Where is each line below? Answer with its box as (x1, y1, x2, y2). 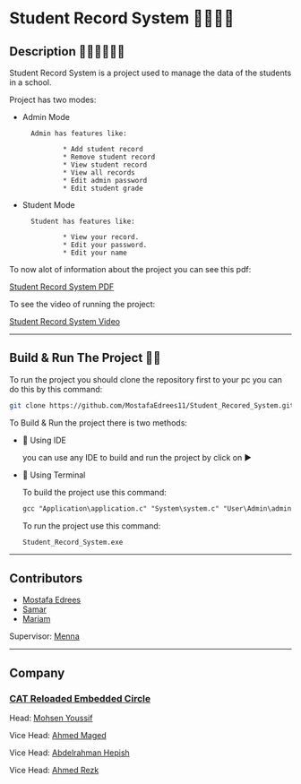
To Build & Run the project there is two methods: (9, 417, 188, 428)
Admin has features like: (30, 129, 127, 138)
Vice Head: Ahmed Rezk (9, 764, 99, 775)
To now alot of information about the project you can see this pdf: (9, 264, 252, 274)
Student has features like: (30, 217, 136, 226)
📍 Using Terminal (21, 470, 86, 480)
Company (9, 665, 65, 680)
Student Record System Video (9, 316, 121, 326)
